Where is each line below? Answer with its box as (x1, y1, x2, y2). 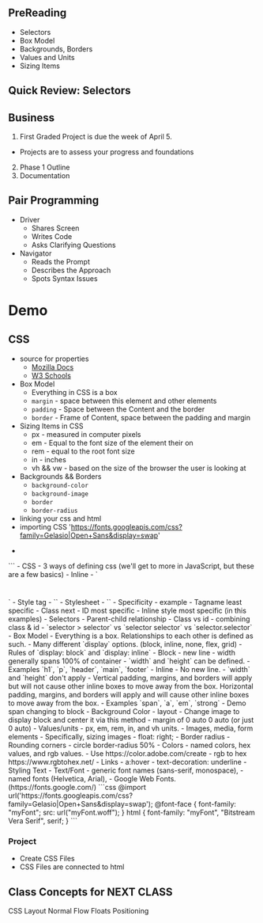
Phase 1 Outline (19, 162, 70, 173)
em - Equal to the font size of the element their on (31, 438, 193, 447)
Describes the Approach (31, 265, 111, 275)
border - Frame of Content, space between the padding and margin (31, 412, 251, 422)
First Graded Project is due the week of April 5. (19, 132, 172, 142)
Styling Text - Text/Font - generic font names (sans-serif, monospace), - (8, 765, 244, 775)
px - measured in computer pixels (31, 429, 141, 439)
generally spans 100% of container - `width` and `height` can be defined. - (8, 656, 250, 666)
